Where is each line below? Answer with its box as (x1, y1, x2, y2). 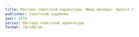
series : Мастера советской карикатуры (5, 20, 84, 25)
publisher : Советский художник (5, 12, 69, 16)
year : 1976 (5, 16, 27, 21)
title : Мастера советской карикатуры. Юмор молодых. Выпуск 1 (5, 7, 134, 12)
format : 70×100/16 (5, 25, 42, 30)
